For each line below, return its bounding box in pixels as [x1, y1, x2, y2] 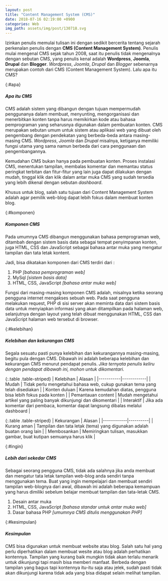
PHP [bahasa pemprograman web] [12, 269, 85, 275]
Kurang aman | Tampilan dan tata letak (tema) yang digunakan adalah [5, 423, 149, 429]
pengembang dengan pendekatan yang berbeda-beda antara [5, 133, 132, 139]
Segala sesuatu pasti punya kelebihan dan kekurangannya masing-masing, [5, 350, 160, 357]
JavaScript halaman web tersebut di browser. [5, 316, 99, 322]
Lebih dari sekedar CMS [5, 455, 57, 461]
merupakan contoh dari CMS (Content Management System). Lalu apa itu [5, 66, 157, 73]
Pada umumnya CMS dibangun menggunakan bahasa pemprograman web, [5, 234, 160, 240]
